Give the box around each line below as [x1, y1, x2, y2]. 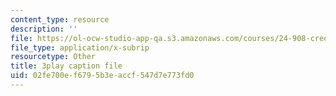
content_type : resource [10, 14, 110, 25]
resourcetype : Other [10, 52, 97, 62]
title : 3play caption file [10, 61, 123, 71]
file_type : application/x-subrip [10, 42, 150, 53]
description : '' [10, 24, 78, 34]
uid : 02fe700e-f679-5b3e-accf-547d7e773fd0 [10, 71, 195, 81]
